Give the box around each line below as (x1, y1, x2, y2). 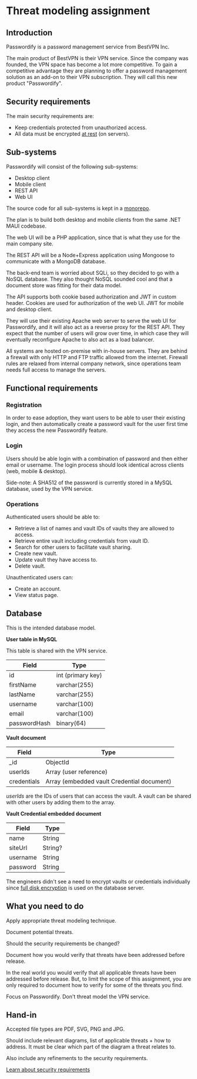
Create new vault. (14, 550, 58, 557)
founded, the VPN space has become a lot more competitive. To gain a (6, 61, 178, 68)
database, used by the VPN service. (6, 485, 94, 492)
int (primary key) (56, 671, 102, 679)
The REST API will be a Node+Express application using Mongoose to (6, 251, 175, 258)
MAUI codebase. (6, 222, 47, 229)
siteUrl (9, 844, 28, 852)
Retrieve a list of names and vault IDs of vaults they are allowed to (14, 524, 175, 532)
